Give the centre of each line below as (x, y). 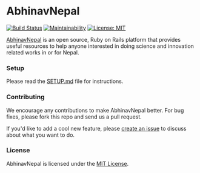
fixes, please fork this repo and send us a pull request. (74, 117)
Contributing (25, 97)
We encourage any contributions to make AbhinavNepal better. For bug (95, 110)
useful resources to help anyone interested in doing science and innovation (100, 46)
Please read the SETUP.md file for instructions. (65, 81)
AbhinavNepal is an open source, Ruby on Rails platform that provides (93, 39)
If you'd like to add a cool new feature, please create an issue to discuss (96, 128)
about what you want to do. (40, 135)
